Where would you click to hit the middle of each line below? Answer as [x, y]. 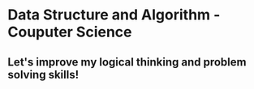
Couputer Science [70, 32]
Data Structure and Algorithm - [114, 15]
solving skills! [43, 74]
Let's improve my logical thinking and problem [127, 62]
